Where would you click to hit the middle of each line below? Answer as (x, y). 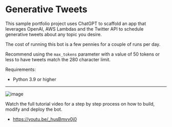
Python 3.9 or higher (34, 79)
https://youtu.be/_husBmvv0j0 (45, 119)
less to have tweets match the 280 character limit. (58, 59)
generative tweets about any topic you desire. (54, 34)
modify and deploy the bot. (34, 109)
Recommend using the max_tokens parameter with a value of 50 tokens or (83, 54)
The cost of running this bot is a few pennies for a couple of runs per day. (83, 44)
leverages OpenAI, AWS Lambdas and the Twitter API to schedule (74, 29)
